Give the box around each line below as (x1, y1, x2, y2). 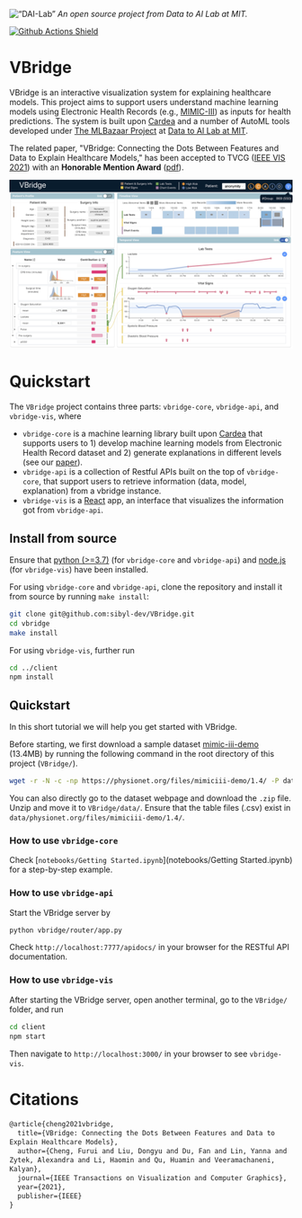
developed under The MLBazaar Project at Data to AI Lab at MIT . (9, 125, 249, 136)
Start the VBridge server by (9, 907, 111, 918)
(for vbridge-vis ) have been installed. (9, 564, 149, 574)
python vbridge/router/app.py (9, 926, 123, 935)
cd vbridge (9, 618, 50, 628)
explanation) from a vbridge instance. (22, 485, 162, 496)
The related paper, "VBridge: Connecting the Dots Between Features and (9, 142, 280, 153)
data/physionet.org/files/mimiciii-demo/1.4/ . (9, 812, 185, 822)
